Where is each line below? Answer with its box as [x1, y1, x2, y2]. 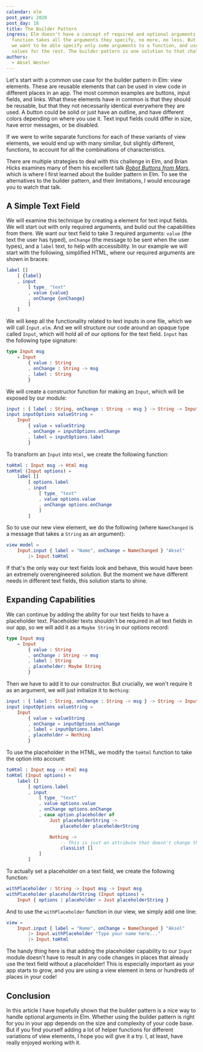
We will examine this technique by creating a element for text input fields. [6, 217, 189, 224]
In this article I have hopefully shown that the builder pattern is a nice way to [6, 1007, 196, 1014]
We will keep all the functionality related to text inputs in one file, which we [6, 317, 192, 325]
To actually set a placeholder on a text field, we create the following [6, 867, 175, 875]
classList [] [60, 845, 94, 852]
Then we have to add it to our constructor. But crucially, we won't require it [6, 680, 192, 687]
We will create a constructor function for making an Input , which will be [6, 388, 184, 395]
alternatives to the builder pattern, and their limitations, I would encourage [6, 177, 191, 184]
